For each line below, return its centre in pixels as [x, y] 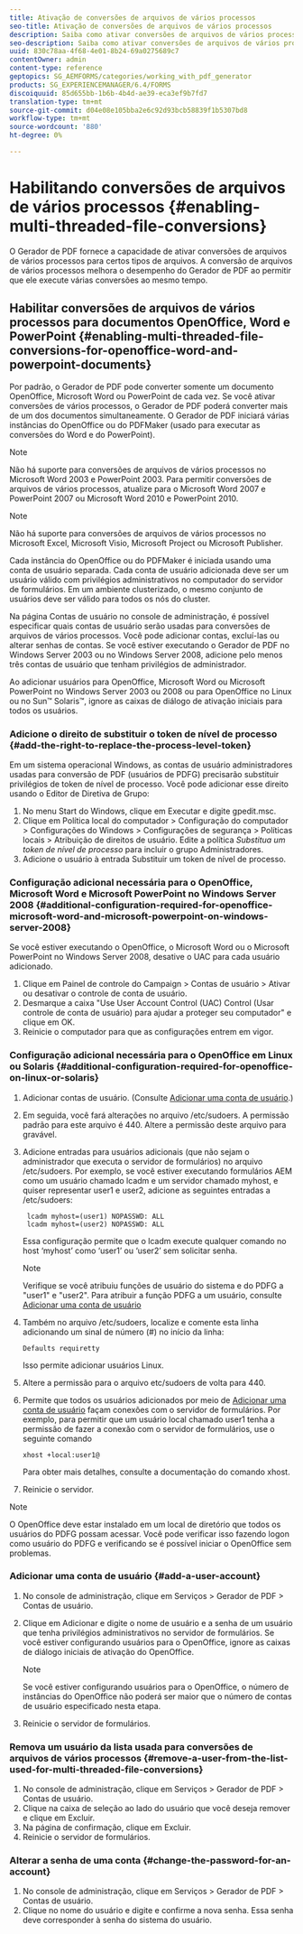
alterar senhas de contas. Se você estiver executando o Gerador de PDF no [150, 645]
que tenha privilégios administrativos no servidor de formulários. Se [148, 1632]
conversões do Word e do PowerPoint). [83, 434]
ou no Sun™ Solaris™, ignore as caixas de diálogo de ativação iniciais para [146, 701]
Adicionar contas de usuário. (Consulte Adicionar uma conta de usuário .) [158, 1097]
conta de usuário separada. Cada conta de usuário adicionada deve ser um [149, 570]
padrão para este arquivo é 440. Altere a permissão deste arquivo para [154, 1124]
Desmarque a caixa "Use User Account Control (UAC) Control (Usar [148, 1003]
